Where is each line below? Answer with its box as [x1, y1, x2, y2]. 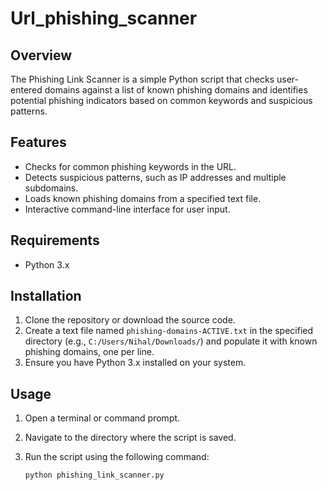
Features [10, 134, 67, 151]
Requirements [10, 232, 100, 249]
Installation [10, 288, 82, 305]
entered [10, 84, 43, 96]
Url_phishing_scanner [10, 7, 198, 30]
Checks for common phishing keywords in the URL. [24, 160, 237, 172]
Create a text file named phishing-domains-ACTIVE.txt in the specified [24, 325, 314, 337]
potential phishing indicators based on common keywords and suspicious [10, 95, 313, 106]
